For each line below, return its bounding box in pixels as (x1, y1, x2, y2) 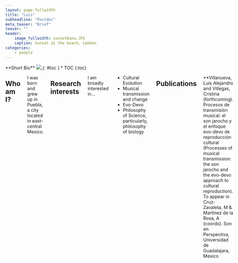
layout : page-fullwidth (5, 7, 56, 13)
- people (14, 50, 33, 55)
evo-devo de (203, 128, 230, 135)
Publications (156, 79, 197, 88)
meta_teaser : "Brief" (5, 21, 51, 27)
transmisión (203, 107, 228, 113)
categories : (5, 45, 31, 50)
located (27, 112, 43, 119)
